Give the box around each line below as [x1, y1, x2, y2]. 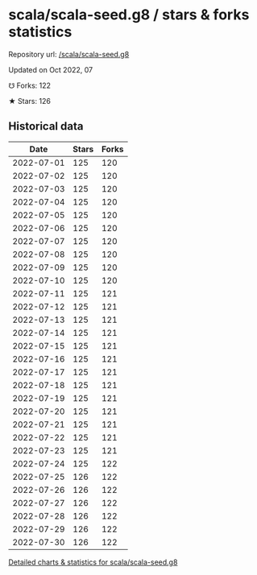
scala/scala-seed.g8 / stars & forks [8, 6, 250, 24]
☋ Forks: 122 [8, 81, 51, 90]
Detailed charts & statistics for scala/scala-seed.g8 [8, 557, 178, 567]
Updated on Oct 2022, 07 [8, 64, 93, 74]
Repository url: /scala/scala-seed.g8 [8, 49, 130, 59]
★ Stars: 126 [8, 96, 51, 105]
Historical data [8, 119, 84, 134]
